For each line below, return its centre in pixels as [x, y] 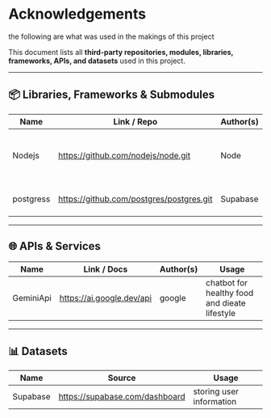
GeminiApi [32, 298]
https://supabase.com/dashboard [122, 397]
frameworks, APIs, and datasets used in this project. [97, 61]
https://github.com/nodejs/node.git [124, 155]
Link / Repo [135, 121]
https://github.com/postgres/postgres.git [135, 199]
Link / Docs [106, 269]
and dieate [225, 302]
